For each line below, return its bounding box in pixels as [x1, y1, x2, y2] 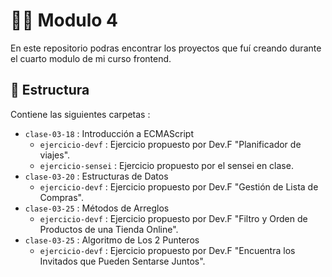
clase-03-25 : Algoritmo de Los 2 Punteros [24, 234, 200, 246]
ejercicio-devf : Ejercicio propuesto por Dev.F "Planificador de [39, 138, 302, 150]
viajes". [39, 149, 71, 161]
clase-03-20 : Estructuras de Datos [24, 170, 169, 182]
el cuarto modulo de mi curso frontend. [10, 52, 172, 64]
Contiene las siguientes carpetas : [10, 108, 151, 120]
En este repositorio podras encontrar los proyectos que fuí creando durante [10, 42, 322, 54]
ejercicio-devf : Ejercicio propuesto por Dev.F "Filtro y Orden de [39, 212, 308, 224]
